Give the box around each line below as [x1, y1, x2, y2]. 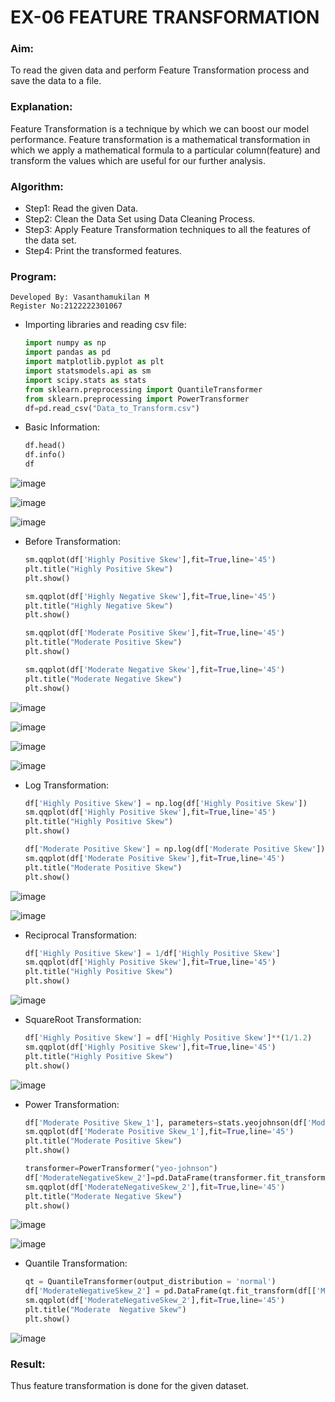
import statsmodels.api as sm [24, 366, 152, 376]
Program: [10, 270, 57, 283]
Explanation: [10, 100, 73, 114]
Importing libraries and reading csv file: [24, 319, 187, 331]
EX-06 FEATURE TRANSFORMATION [10, 6, 320, 29]
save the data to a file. [10, 75, 102, 87]
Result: [10, 1357, 46, 1371]
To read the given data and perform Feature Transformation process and [10, 64, 310, 76]
